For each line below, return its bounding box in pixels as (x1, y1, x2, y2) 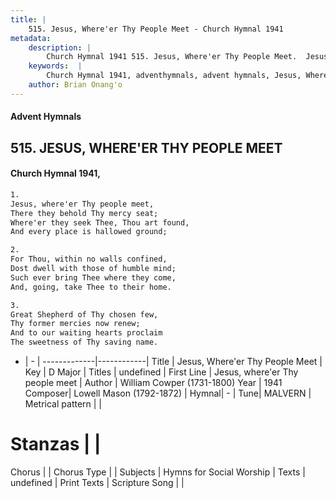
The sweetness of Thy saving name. (10, 337, 159, 348)
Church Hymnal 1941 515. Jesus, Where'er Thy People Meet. (46, 52, 298, 62)
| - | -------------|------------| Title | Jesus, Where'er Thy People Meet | (24, 356, 323, 368)
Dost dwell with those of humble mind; (10, 264, 177, 274)
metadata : (10, 33, 52, 43)
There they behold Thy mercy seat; (10, 208, 159, 218)
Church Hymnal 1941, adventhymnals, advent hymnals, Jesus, (46, 71, 302, 81)
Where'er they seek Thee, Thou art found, (10, 217, 190, 228)
